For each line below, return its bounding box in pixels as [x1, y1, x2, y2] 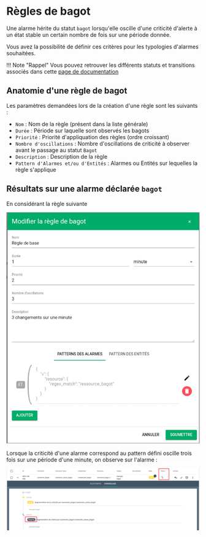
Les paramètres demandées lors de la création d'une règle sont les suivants [6, 102, 198, 109]
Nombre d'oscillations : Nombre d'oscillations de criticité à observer [15, 140, 190, 147]
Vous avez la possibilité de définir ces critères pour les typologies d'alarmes [6, 43, 199, 50]
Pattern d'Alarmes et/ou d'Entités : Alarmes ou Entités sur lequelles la [15, 159, 198, 167]
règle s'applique [15, 166, 56, 173]
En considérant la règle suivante [6, 200, 88, 207]
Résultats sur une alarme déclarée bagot [6, 184, 162, 194]
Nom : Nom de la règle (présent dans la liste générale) [15, 120, 148, 128]
